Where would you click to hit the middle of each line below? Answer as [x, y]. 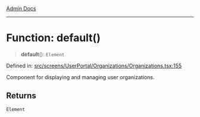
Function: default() [54, 38]
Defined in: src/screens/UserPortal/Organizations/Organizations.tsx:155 [94, 66]
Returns [21, 96]
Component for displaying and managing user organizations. [80, 77]
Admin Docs [21, 9]
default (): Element [43, 54]
